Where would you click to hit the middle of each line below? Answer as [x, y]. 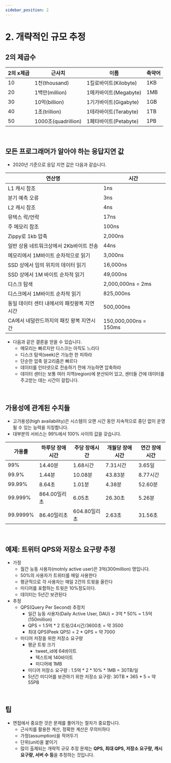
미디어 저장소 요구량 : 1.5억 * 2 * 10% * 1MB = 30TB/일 [83, 670]
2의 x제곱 [19, 73]
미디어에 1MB [49, 664]
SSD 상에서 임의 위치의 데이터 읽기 [47, 265]
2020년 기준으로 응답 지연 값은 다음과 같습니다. [60, 165]
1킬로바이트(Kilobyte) [112, 83]
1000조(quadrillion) [58, 121]
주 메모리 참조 [23, 227]
